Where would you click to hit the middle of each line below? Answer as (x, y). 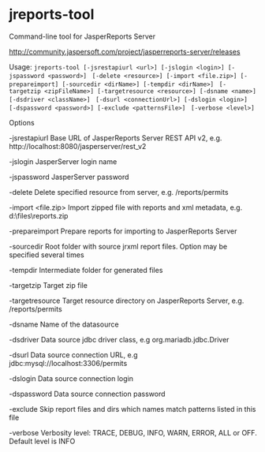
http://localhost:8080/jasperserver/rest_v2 (78, 146)
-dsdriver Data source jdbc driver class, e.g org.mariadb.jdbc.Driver (119, 339)
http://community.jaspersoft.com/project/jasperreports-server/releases (125, 51)
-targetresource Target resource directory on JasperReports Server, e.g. (127, 301)
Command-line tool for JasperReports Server (82, 36)
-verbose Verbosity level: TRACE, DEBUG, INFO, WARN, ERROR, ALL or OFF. (133, 432)
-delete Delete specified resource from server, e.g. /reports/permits (119, 192)
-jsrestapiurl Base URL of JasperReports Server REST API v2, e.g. (116, 138)
